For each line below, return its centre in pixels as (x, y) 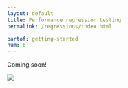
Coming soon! (27, 65)
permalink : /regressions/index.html (60, 26)
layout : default (30, 13)
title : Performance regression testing (64, 20)
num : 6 (17, 45)
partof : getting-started (43, 38)
